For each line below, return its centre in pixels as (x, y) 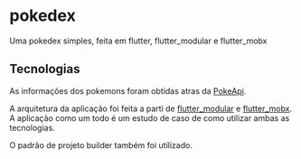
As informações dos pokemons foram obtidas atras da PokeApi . (128, 90)
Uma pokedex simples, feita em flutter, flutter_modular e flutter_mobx (138, 41)
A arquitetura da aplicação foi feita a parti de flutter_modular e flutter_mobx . (150, 108)
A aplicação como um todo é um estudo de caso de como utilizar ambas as (150, 117)
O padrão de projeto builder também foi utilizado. (101, 145)
